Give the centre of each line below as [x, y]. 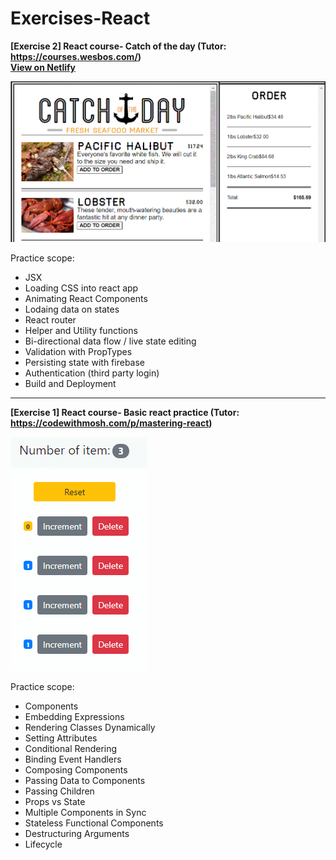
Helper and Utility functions [81, 330]
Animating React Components [86, 298]
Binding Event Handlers [73, 759]
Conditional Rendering [71, 748]
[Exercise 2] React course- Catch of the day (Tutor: [118, 46]
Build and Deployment [70, 383]
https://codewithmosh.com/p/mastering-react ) [111, 423]
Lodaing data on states [72, 309]
